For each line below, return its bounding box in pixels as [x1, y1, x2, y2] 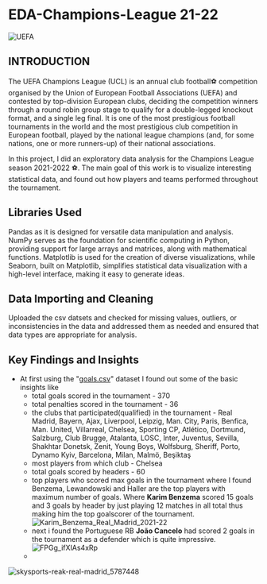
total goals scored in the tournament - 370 [31, 391, 171, 400]
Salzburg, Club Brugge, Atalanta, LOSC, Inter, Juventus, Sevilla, [31, 433, 240, 443]
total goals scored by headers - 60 [31, 467, 145, 477]
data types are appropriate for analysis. [8, 330, 137, 339]
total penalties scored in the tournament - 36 [31, 400, 179, 409]
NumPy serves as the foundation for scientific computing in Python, [8, 235, 230, 245]
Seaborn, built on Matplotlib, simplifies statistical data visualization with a [8, 261, 248, 270]
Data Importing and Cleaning [8, 292, 153, 305]
